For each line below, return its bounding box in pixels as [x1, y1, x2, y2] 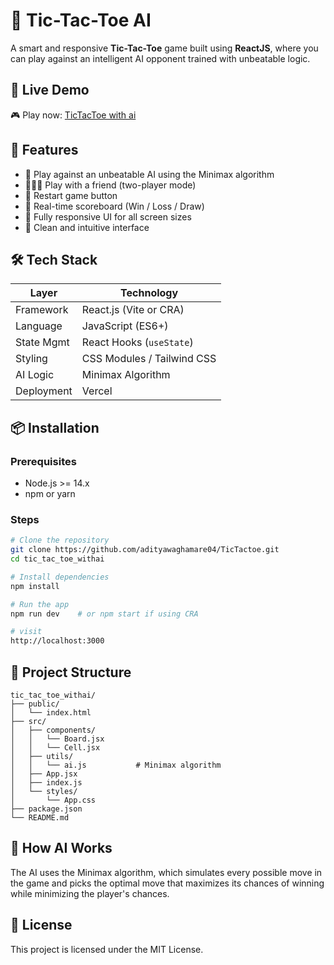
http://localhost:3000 [10, 636, 105, 646]
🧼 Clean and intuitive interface [24, 221, 150, 233]
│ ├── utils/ [10, 752, 74, 762]
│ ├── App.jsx [10, 769, 78, 779]
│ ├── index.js [10, 778, 83, 788]
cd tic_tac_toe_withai [10, 554, 105, 564]
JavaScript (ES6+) [81, 319, 169, 333]
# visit [10, 627, 43, 637]
